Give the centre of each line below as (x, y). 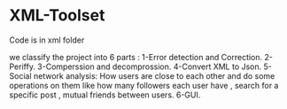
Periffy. (22, 66)
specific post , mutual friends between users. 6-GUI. (105, 95)
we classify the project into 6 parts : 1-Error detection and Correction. (136, 57)
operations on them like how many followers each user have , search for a (144, 85)
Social (21, 75)
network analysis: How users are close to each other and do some (154, 75)
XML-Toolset (57, 16)
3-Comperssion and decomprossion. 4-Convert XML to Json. (149, 66)
